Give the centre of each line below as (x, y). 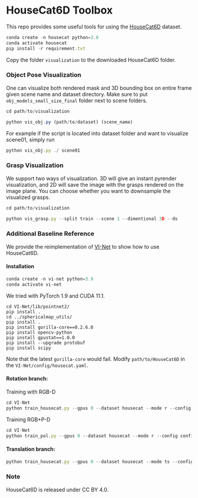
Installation (20, 266)
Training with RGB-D (31, 392)
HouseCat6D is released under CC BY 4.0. (57, 489)
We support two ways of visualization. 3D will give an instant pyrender (91, 178)
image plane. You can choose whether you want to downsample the (88, 191)
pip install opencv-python (39, 332)
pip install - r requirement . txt (46, 48)
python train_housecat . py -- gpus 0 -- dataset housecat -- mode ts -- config (100, 461)
